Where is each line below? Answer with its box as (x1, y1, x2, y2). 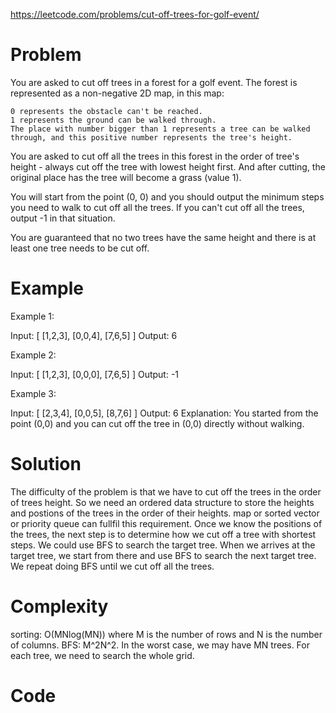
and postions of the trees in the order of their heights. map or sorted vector (10, 507, 320, 519)
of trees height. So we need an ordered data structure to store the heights (10, 496, 315, 508)
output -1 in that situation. (10, 212, 116, 224)
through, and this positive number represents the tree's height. (10, 132, 293, 143)
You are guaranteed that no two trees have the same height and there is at (10, 231, 317, 243)
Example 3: (10, 387, 57, 399)
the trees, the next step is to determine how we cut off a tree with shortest (10, 528, 317, 540)
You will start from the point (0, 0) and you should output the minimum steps (10, 190, 325, 203)
